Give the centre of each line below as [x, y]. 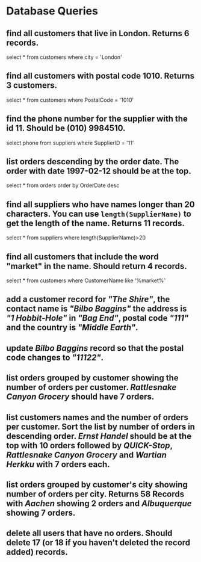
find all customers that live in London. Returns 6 [98, 33]
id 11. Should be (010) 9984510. [66, 128]
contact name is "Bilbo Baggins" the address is [97, 309]
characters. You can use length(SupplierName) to [99, 214]
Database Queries [52, 11]
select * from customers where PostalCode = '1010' [70, 100]
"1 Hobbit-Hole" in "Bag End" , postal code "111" [97, 318]
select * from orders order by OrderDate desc [63, 185]
